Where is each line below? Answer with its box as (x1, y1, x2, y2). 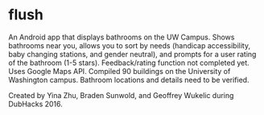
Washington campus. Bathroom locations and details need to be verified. (8, 75, 250, 84)
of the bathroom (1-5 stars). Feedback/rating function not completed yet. (8, 58, 250, 68)
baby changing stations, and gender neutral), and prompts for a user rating (8, 49, 257, 59)
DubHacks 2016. (8, 99, 63, 109)
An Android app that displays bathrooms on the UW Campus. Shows (8, 32, 235, 42)
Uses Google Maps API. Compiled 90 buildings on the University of (8, 66, 231, 76)
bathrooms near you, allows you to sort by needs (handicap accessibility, (8, 40, 251, 50)
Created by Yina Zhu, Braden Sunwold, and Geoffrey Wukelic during (8, 90, 234, 100)
